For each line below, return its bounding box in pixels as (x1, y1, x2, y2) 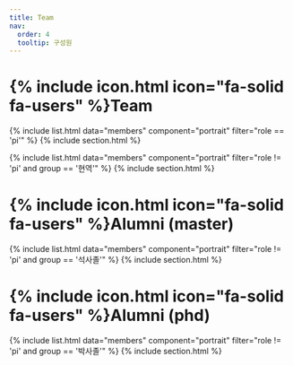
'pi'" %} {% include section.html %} (9, 135, 142, 146)
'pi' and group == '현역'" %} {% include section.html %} (9, 163, 215, 174)
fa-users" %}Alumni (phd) (9, 306, 211, 326)
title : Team (9, 13, 54, 22)
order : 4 (17, 30, 50, 39)
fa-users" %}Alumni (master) (9, 214, 235, 234)
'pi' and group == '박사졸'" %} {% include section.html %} (9, 346, 222, 357)
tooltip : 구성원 (17, 38, 73, 48)
